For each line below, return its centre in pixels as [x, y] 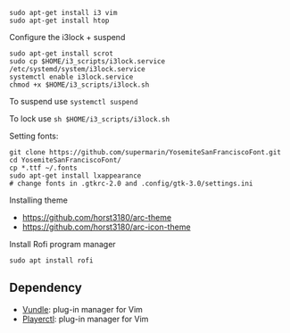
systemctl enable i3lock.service [71, 77]
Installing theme [39, 200]
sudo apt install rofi [51, 261]
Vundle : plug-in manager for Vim [82, 309]
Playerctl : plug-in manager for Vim [85, 319]
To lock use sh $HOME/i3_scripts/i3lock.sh [90, 119]
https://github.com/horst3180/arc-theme [97, 217]
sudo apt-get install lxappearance [75, 176]
